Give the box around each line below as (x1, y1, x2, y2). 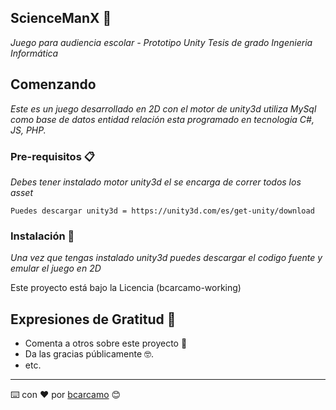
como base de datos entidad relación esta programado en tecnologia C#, (10, 113, 315, 125)
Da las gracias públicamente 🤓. (24, 348, 155, 360)
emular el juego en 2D (10, 262, 102, 275)
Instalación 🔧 (10, 229, 75, 243)
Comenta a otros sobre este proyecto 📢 (24, 337, 188, 350)
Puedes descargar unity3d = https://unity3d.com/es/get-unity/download (10, 206, 315, 216)
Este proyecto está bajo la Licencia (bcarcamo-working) (10, 282, 242, 294)
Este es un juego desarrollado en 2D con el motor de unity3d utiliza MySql (10, 102, 317, 115)
